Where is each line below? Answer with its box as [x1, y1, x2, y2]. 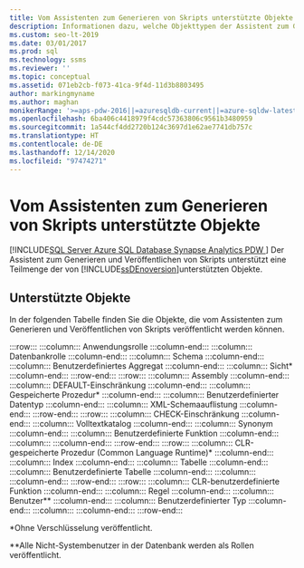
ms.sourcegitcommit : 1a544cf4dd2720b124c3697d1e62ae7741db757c [9, 123, 253, 132]
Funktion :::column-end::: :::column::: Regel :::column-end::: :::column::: [9, 486, 274, 496]
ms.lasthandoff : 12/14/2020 [9, 148, 116, 157]
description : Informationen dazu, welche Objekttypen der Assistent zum [9, 22, 290, 31]
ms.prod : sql [9, 47, 59, 56]
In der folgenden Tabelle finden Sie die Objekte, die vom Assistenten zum [9, 314, 283, 325]
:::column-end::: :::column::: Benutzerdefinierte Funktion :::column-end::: [9, 428, 280, 439]
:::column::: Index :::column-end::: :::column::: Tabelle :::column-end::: [9, 457, 269, 467]
